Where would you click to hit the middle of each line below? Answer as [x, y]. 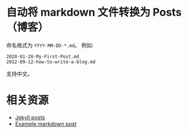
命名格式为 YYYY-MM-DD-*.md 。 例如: [50, 45]
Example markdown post [46, 123]
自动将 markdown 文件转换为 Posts [94, 12]
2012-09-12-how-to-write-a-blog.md [51, 62]
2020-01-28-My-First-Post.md [43, 57]
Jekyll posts [30, 117]
